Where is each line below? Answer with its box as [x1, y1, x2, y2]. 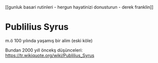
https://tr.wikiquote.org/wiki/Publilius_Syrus [5, 52, 95, 58]
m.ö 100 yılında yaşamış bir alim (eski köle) [5, 37, 93, 43]
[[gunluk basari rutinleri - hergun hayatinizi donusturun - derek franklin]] [5, 4, 154, 10]
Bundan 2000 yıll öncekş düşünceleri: [5, 47, 83, 53]
